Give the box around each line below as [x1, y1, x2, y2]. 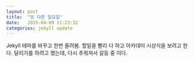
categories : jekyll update [6, 25, 73, 31]
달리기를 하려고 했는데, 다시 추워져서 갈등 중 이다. [14, 50, 128, 57]
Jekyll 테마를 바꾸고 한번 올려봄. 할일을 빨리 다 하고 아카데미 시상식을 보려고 [6, 42, 182, 49]
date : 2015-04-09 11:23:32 [6, 19, 78, 25]
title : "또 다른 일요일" [6, 14, 63, 20]
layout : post [6, 8, 39, 15]
